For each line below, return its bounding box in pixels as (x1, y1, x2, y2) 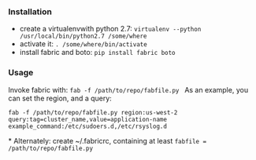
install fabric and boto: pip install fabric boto (19, 48, 176, 57)
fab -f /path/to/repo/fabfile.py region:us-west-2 (8, 108, 178, 116)
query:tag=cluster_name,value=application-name (8, 115, 168, 123)
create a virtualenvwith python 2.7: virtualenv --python (19, 24, 202, 34)
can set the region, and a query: (8, 93, 112, 103)
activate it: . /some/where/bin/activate (19, 39, 147, 49)
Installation (8, 6, 53, 17)
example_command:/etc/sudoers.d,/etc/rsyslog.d (8, 122, 168, 130)
